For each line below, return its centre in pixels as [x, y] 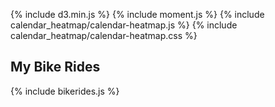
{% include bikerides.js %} [65, 91]
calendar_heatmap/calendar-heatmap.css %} [104, 35]
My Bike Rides [55, 67]
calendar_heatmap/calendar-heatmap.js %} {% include [124, 25]
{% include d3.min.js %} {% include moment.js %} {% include [137, 14]
